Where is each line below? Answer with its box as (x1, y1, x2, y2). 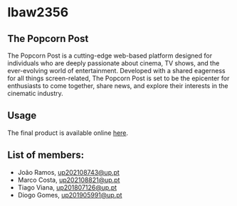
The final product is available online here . (7, 129, 129, 137)
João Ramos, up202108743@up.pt (17, 168, 120, 176)
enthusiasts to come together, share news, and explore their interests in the (7, 82, 229, 90)
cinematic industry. (7, 90, 64, 97)
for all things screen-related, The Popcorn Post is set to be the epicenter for (7, 74, 230, 82)
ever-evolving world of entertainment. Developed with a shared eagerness (7, 67, 226, 75)
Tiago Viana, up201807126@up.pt (17, 183, 117, 192)
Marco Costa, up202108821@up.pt (17, 175, 120, 184)
